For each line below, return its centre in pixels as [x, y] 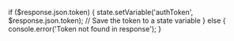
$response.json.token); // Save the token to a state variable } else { [117, 20]
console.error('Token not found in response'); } [85, 29]
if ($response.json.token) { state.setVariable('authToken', [101, 12]
